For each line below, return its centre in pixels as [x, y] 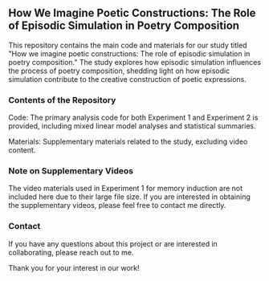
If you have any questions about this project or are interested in [113, 243]
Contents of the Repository [62, 100]
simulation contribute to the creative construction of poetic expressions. [128, 79]
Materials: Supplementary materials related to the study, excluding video [128, 142]
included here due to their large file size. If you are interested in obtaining [130, 197]
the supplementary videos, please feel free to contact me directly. [117, 206]
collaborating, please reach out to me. [71, 252]
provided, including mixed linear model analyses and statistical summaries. [132, 126]
